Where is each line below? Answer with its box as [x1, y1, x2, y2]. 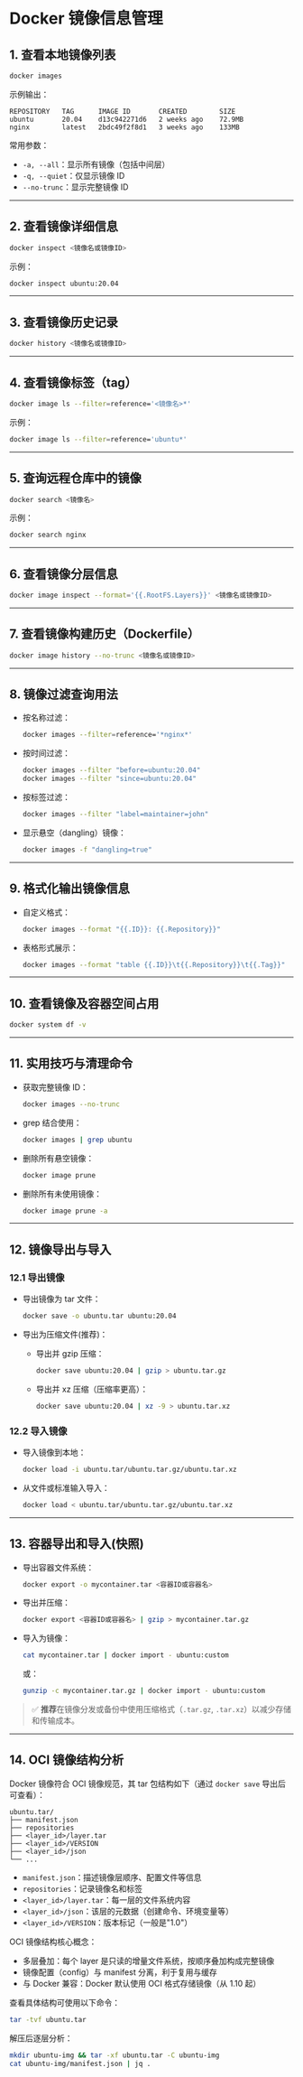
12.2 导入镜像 [9, 1424, 68, 1437]
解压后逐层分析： [9, 2033, 73, 2044]
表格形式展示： [22, 942, 78, 953]
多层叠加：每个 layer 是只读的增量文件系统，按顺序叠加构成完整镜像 [22, 1955, 275, 1966]
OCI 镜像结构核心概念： [9, 1936, 97, 1947]
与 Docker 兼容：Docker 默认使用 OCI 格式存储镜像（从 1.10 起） [22, 1978, 262, 1989]
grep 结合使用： [22, 1117, 83, 1128]
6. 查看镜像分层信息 [9, 566, 119, 582]
